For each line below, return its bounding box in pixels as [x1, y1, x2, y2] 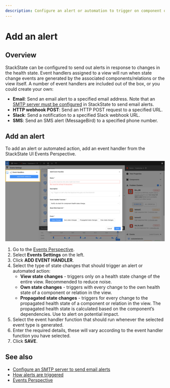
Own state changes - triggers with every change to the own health [20, 284, 160, 290]
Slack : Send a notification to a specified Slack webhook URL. [12, 112, 140, 118]
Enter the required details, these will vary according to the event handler [12, 327, 163, 333]
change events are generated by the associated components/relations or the [5, 75, 165, 81]
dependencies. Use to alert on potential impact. [20, 311, 119, 317]
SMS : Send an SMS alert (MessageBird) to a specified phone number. [12, 117, 158, 123]
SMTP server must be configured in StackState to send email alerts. [12, 101, 154, 107]
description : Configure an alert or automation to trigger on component [5, 8, 162, 13]
